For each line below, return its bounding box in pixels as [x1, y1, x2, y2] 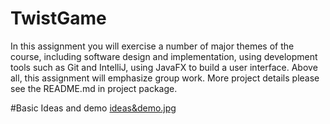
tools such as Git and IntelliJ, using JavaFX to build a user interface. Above [10, 61, 318, 73]
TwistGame [10, 7, 107, 30]
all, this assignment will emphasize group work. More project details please [10, 72, 320, 84]
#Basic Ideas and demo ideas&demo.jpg [10, 102, 177, 114]
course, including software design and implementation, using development [10, 50, 318, 62]
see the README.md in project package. [10, 82, 178, 94]
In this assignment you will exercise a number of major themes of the [10, 40, 295, 52]
